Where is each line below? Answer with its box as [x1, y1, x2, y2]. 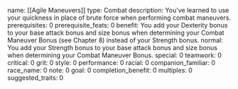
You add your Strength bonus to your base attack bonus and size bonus [7, 44, 218, 52]
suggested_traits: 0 [7, 73, 64, 82]
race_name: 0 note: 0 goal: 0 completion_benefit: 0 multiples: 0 [7, 66, 193, 74]
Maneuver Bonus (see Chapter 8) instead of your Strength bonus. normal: [7, 36, 223, 44]
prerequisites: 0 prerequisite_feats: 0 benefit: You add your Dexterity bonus [7, 21, 228, 29]
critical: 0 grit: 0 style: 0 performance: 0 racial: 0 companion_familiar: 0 [7, 59, 215, 66]
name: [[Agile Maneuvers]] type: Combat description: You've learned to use [7, 6, 229, 14]
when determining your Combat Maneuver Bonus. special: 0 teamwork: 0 [7, 51, 222, 59]
